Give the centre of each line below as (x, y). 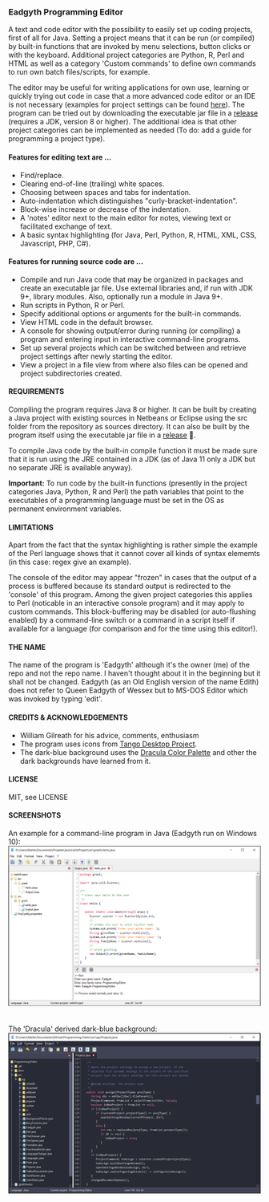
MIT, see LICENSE (38, 797)
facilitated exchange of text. (66, 226)
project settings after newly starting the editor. (96, 356)
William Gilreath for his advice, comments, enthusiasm (109, 735)
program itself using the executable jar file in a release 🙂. (102, 435)
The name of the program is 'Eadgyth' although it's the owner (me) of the (129, 665)
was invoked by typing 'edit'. (55, 699)
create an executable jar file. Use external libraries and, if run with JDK (137, 288)
